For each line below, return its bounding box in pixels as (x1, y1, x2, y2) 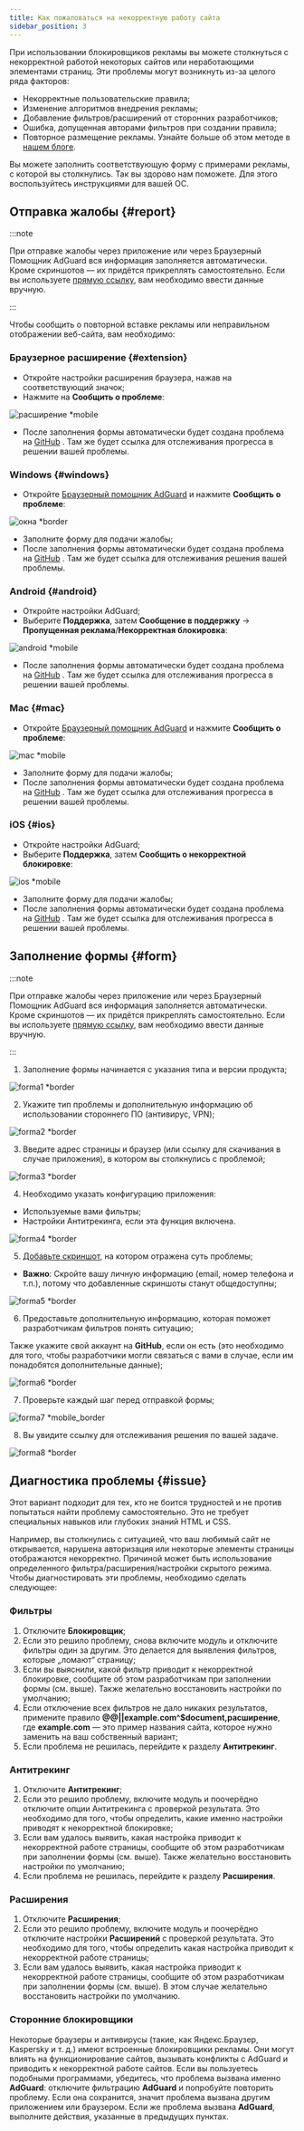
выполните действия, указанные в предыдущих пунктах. (9, 2111, 229, 2122)
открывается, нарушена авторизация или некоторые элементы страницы (9, 1543, 295, 1554)
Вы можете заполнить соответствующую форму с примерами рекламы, (9, 158, 290, 169)
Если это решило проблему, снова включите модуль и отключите (22, 1635, 278, 1646)
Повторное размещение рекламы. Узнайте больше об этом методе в (22, 131, 291, 142)
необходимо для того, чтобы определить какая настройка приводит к (22, 1943, 294, 1953)
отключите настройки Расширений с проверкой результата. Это (22, 1933, 274, 1944)
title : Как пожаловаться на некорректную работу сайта (9, 13, 221, 23)
